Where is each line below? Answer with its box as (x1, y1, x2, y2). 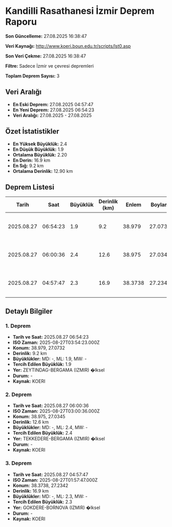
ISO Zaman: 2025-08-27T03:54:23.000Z (12, 339, 100, 346)
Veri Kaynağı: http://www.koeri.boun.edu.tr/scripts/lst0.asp (5, 43, 131, 49)
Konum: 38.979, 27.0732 (12, 345, 65, 351)
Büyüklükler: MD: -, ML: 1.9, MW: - (12, 356, 87, 362)
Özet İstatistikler (5, 127, 60, 136)
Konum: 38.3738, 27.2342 (12, 482, 69, 489)
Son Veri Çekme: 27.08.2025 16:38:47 (5, 53, 86, 59)
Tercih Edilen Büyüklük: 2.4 (12, 430, 73, 436)
